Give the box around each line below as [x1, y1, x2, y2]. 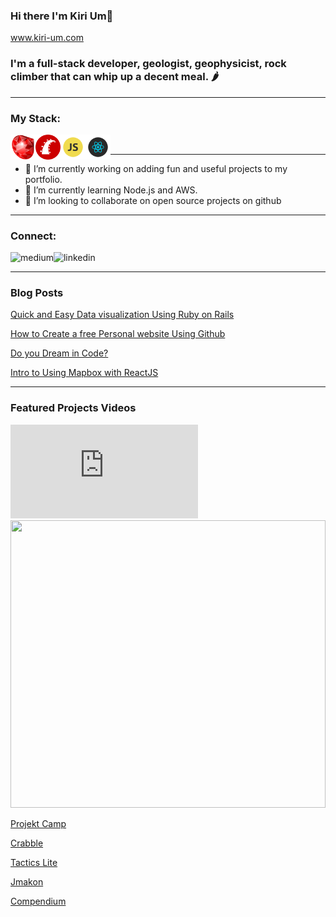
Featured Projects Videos [10, 401, 137, 415]
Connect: [10, 229, 57, 243]
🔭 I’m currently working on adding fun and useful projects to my [24, 162, 288, 174]
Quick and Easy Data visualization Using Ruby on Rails [10, 309, 235, 321]
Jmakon [10, 875, 44, 888]
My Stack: [10, 111, 61, 125]
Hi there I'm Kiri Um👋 [10, 9, 114, 23]
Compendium [10, 895, 67, 907]
